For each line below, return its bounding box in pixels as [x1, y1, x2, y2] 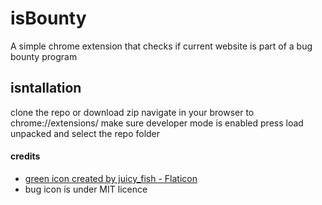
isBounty [10, 7, 87, 30]
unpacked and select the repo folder [10, 127, 161, 139]
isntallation [10, 80, 82, 97]
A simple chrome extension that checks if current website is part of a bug [10, 40, 313, 52]
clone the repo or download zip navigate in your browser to [10, 106, 255, 118]
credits [10, 150, 41, 162]
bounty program [10, 50, 78, 62]
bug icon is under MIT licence [24, 183, 148, 195]
